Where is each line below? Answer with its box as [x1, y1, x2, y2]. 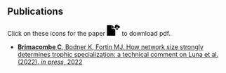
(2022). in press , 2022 [17, 58, 83, 66]
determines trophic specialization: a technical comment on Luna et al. [17, 50, 219, 58]
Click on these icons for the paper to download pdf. [7, 29, 171, 37]
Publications [7, 6, 64, 18]
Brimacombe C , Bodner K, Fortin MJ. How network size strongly [17, 42, 204, 51]
